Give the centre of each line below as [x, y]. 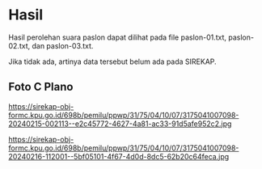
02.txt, [19, 45]
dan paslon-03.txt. [63, 45]
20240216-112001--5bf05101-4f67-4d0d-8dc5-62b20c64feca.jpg [119, 156]
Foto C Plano [41, 87]
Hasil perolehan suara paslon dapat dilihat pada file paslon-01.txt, [118, 37]
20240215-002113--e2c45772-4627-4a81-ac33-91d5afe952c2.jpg [120, 124]
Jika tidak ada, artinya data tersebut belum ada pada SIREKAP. [112, 61]
